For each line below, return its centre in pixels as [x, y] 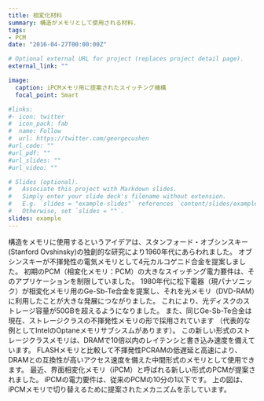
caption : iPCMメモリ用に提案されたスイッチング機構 [91, 87]
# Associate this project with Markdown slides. [93, 189]
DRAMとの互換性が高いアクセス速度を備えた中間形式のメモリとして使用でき [132, 359]
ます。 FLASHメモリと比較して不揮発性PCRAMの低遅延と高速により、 [128, 350]
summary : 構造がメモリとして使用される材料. [73, 23]
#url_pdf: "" [29, 153]
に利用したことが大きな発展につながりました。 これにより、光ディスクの [126, 300]
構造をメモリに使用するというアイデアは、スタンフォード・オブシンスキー [128, 241]
